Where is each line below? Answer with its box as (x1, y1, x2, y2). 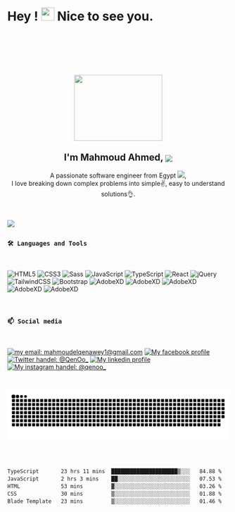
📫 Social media (7, 317, 62, 325)
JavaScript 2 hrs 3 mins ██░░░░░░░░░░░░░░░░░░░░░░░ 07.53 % (7, 475, 222, 482)
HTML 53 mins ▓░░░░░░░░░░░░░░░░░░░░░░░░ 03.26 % (7, 482, 222, 489)
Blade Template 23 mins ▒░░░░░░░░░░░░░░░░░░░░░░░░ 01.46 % (7, 497, 222, 505)
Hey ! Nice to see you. (7, 8, 153, 25)
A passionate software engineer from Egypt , (49, 171, 187, 180)
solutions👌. (101, 189, 136, 198)
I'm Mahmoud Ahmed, (63, 151, 164, 163)
